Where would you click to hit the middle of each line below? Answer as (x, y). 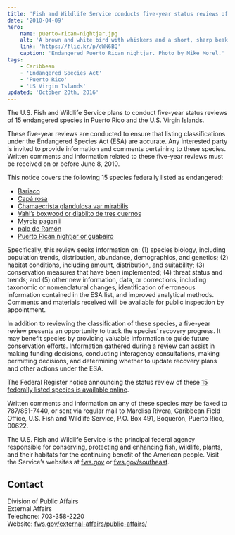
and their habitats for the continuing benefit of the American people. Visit (113, 455)
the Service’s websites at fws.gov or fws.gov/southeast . (89, 462)
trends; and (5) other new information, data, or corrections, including (107, 280)
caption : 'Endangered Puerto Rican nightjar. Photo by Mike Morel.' (122, 54)
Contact (25, 484)
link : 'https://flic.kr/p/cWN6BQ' (70, 47)
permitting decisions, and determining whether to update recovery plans (112, 361)
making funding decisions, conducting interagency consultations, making (114, 354)
